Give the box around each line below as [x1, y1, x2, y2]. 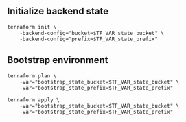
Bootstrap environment [7, 54, 108, 66]
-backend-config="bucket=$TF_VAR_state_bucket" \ [19, 29, 165, 36]
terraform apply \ [7, 96, 60, 103]
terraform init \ [7, 23, 57, 30]
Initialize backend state [7, 5, 108, 17]
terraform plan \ [7, 72, 57, 80]
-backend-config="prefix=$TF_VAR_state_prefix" [19, 36, 158, 42]
